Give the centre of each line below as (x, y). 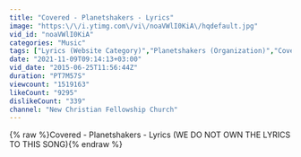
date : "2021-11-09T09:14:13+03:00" (76, 59)
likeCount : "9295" (43, 92)
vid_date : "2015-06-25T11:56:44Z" (74, 68)
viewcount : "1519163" (50, 84)
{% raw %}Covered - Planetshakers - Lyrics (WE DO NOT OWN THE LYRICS (150, 135)
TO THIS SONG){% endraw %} (66, 144)
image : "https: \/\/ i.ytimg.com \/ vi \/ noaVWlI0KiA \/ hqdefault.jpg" (133, 26)
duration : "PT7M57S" (48, 76)
